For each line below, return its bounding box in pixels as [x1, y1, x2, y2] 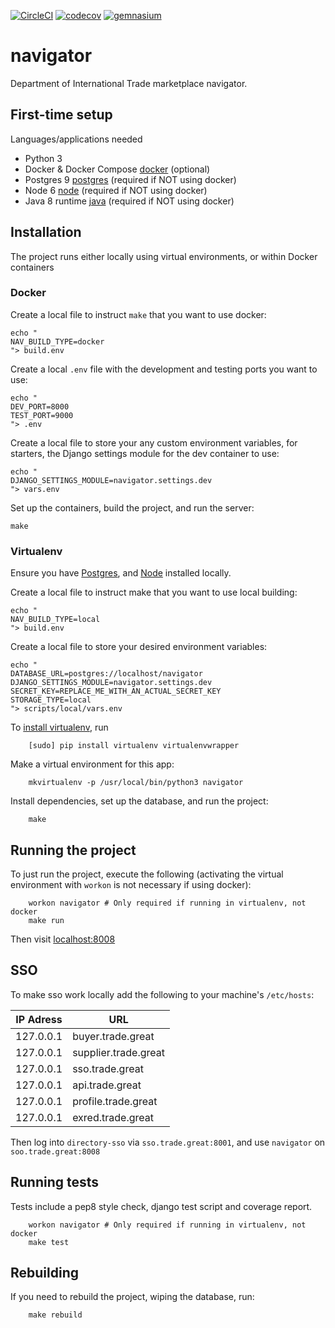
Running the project [10, 841, 137, 859]
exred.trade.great [72, 1110, 154, 1124]
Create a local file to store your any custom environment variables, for [10, 436, 298, 449]
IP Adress [15, 1012, 63, 1026]
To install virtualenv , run [10, 721, 109, 734]
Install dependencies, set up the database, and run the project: [10, 795, 269, 807]
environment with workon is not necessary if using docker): [10, 878, 252, 890]
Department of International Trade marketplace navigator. [10, 77, 248, 89]
